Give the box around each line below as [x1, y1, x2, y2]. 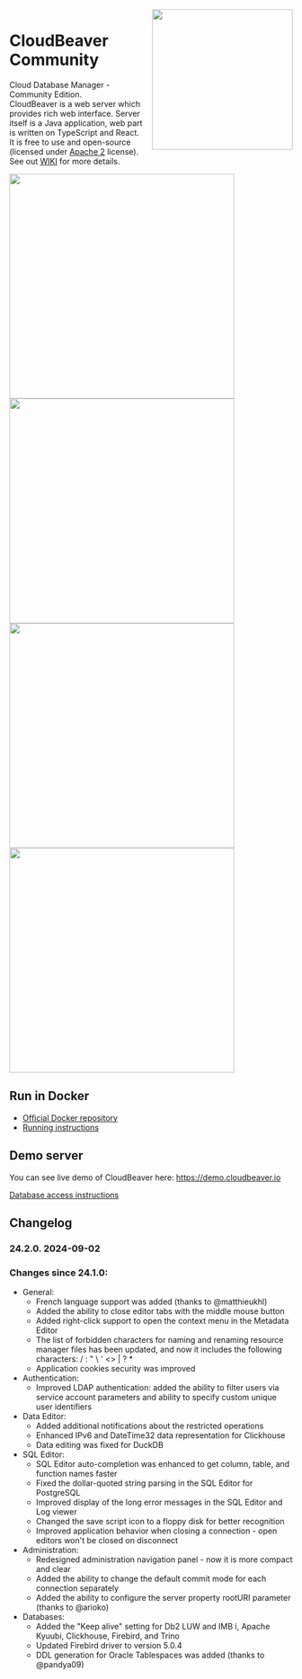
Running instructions [22, 1122, 100, 1133]
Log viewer [35, 1506, 78, 1517]
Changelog [9, 1215, 73, 1230]
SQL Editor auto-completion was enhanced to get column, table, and [35, 1459, 290, 1470]
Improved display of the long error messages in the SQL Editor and [35, 1497, 283, 1508]
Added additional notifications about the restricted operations [35, 1420, 264, 1432]
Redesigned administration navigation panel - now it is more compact [35, 1554, 293, 1565]
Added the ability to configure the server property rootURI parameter [35, 1593, 291, 1603]
